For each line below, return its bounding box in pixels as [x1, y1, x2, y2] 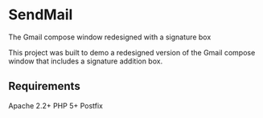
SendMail [8, 6, 73, 24]
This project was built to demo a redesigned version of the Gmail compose [8, 47, 256, 57]
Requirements [8, 79, 80, 93]
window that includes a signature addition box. [8, 56, 163, 66]
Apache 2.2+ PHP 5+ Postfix [8, 100, 103, 110]
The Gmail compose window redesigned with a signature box [8, 32, 212, 42]
